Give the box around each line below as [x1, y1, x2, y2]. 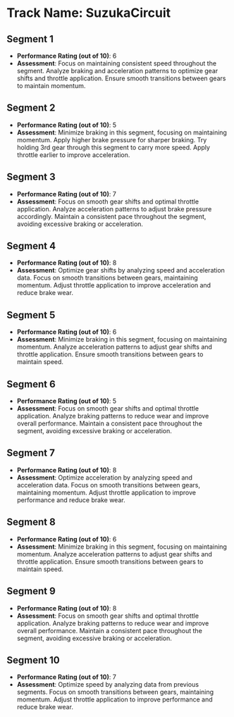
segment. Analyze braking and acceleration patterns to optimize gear [16, 67, 218, 75]
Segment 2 [6, 102, 56, 114]
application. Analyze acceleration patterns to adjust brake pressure [16, 204, 212, 213]
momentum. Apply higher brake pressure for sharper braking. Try [16, 135, 207, 144]
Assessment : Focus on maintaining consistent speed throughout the [16, 59, 216, 68]
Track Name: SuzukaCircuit [6, 5, 171, 21]
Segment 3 [6, 171, 56, 183]
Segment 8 [6, 516, 56, 528]
